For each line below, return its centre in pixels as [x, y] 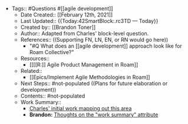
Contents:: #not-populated [53, 96]
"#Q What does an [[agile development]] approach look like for [106, 46]
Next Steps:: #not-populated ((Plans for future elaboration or [94, 83]
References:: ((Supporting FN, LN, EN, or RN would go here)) [94, 40]
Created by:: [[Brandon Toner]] [58, 27]
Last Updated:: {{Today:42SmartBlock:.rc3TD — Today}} [89, 21]
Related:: [31, 71]
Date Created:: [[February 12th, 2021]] [67, 15]
